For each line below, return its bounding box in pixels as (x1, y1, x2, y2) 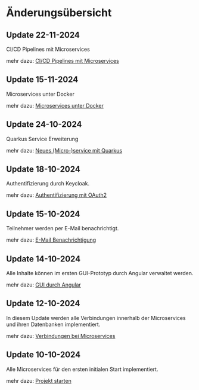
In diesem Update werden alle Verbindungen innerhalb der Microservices (6, 314, 186, 321)
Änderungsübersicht (6, 6, 112, 20)
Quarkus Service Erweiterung (6, 135, 79, 142)
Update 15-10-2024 (6, 209, 80, 219)
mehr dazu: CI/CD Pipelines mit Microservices (6, 57, 119, 64)
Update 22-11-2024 (6, 30, 80, 40)
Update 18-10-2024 (6, 164, 80, 175)
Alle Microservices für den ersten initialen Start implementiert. (6, 365, 158, 373)
